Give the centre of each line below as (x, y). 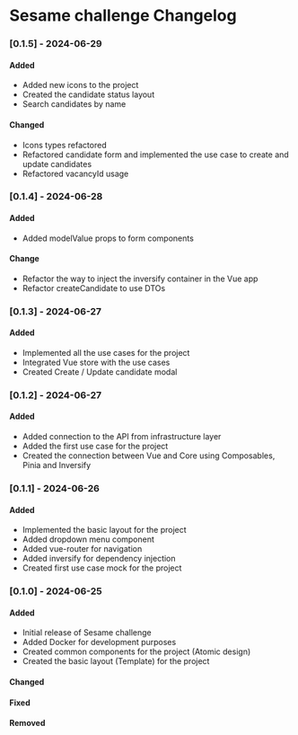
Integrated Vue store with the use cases (96, 362)
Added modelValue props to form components (108, 238)
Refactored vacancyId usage (75, 173)
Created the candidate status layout (88, 94)
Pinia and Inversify (57, 465)
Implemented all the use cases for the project (106, 352)
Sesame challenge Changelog (123, 16)
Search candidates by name (74, 104)
